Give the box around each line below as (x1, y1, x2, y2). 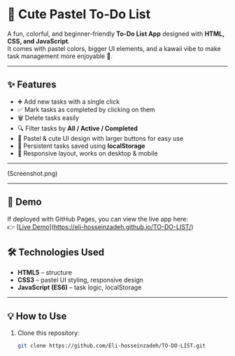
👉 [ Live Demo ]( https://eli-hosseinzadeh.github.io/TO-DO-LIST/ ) (7, 222, 194, 231)
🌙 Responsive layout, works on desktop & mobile (17, 149, 158, 157)
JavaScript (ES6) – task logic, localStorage (17, 283, 142, 292)
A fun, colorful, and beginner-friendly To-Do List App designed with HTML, (7, 29, 225, 38)
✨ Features (7, 78, 57, 90)
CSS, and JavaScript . (7, 36, 70, 45)
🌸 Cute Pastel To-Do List (7, 6, 151, 22)
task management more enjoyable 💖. (7, 52, 113, 60)
